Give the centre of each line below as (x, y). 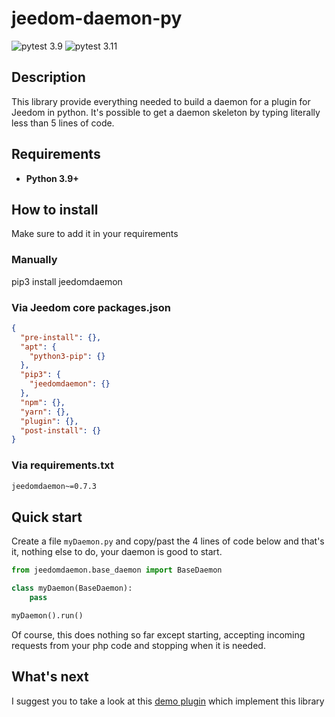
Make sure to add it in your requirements (95, 234)
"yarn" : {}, (45, 412)
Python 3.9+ (52, 178)
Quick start (47, 517)
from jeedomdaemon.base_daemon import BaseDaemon (117, 570)
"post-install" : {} (61, 430)
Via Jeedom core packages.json (91, 307)
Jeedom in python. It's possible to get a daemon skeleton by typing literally (166, 112)
